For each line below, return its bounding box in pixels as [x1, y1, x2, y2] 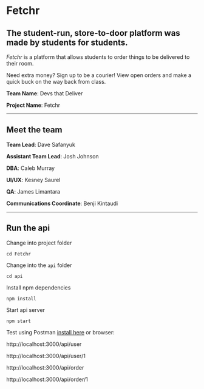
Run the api [6, 223, 50, 234]
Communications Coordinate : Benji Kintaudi [6, 200, 118, 207]
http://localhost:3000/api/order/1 [6, 376, 88, 383]
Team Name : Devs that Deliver [6, 90, 83, 97]
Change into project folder [6, 239, 72, 246]
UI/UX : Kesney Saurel [6, 176, 61, 183]
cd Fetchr [6, 251, 32, 257]
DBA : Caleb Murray [6, 164, 55, 172]
